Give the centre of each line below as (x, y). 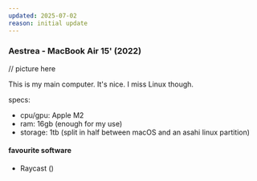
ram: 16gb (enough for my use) (71, 123)
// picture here (32, 68)
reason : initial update (48, 23)
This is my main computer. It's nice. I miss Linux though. (101, 84)
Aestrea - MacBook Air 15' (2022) (75, 51)
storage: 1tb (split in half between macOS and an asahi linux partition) (135, 132)
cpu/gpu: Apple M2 (52, 115)
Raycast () (37, 168)
